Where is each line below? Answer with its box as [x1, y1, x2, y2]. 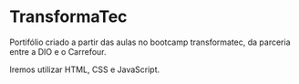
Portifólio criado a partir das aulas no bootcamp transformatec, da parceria [9, 37, 291, 47]
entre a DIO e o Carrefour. [9, 46, 107, 57]
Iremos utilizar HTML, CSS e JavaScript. [9, 64, 160, 75]
